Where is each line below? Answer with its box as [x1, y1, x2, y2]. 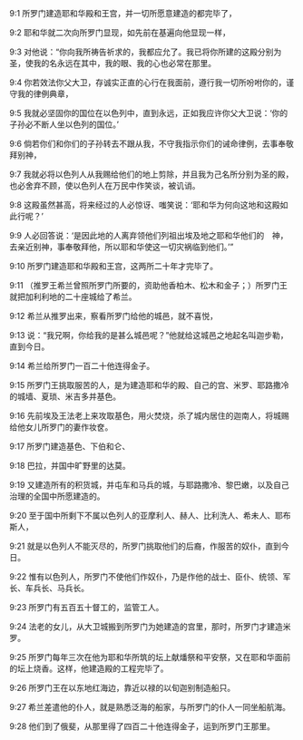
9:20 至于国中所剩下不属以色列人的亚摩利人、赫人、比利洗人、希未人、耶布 [9, 511, 292, 521]
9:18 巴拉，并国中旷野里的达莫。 [9, 461, 132, 471]
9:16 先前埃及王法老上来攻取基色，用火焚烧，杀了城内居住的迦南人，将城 [9, 411, 282, 421]
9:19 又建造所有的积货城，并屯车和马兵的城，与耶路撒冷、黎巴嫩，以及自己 [9, 480, 290, 490]
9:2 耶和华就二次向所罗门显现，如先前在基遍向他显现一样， [9, 27, 231, 38]
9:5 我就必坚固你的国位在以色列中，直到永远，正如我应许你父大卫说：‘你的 [9, 108, 288, 118]
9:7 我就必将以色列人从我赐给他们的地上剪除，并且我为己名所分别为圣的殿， [9, 169, 294, 180]
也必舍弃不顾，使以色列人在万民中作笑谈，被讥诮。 [9, 180, 200, 190]
